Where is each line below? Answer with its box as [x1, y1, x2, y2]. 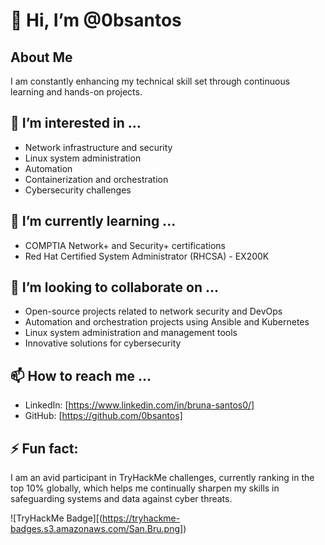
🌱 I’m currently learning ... [10, 213, 177, 230]
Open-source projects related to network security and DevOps [24, 305, 283, 318]
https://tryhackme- [102, 512, 181, 524]
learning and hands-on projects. [10, 86, 143, 98]
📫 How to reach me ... [10, 367, 152, 384]
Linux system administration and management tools [24, 327, 238, 339]
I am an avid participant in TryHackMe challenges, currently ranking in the [10, 472, 315, 484]
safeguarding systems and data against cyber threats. [10, 493, 233, 505]
